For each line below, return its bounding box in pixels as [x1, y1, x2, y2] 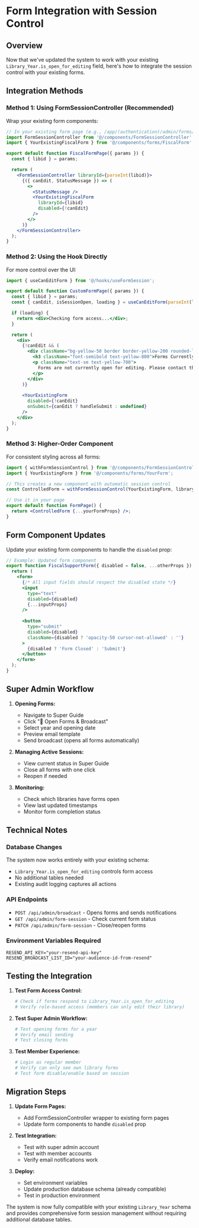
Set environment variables [23, 1179, 88, 1186]
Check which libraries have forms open [23, 795, 120, 802]
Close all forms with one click [23, 766, 96, 773]
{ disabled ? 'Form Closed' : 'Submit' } [27, 645, 126, 651]
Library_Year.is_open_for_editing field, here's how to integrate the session [6, 62, 192, 69]
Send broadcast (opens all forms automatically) [23, 736, 140, 743]
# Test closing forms [14, 1037, 68, 1043]
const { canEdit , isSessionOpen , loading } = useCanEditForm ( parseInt [11, 299, 190, 305]
